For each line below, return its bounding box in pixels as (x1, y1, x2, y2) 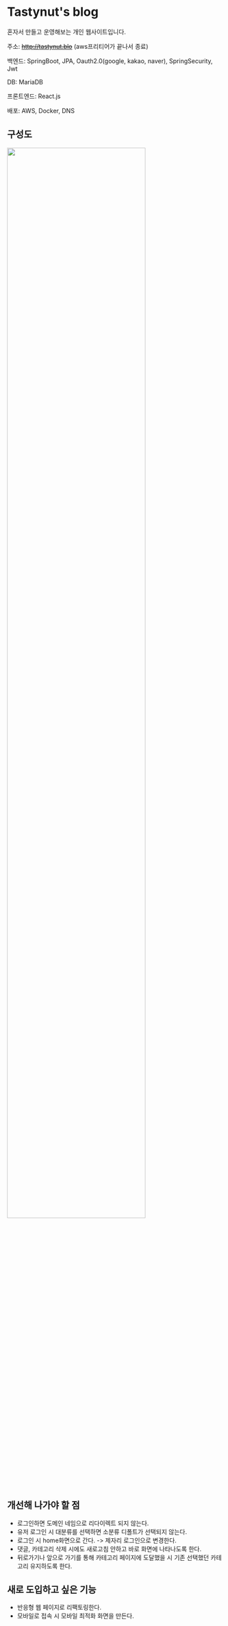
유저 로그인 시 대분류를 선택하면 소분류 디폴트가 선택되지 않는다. (16, 1527, 187, 1535)
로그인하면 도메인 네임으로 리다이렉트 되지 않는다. (16, 1519, 149, 1527)
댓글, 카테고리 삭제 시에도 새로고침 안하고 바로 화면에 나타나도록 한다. (16, 1544, 202, 1553)
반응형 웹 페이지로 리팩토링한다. (16, 1603, 101, 1612)
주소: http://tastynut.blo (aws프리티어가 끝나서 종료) (7, 42, 149, 50)
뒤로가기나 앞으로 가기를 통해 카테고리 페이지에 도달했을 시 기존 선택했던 (16, 1553, 210, 1562)
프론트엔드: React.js (7, 92, 61, 100)
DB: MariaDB (7, 78, 43, 86)
